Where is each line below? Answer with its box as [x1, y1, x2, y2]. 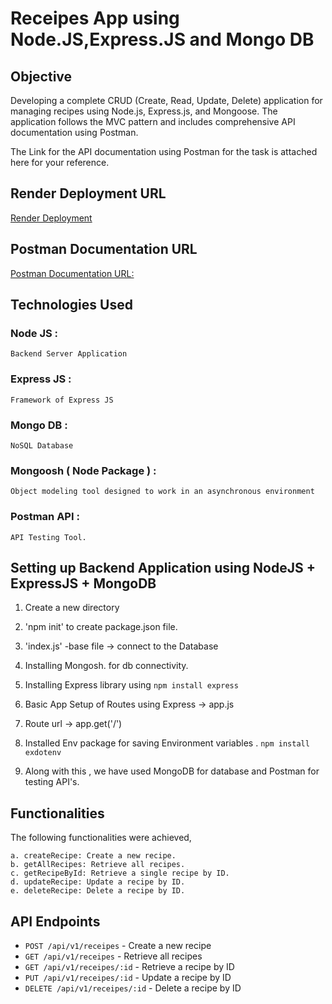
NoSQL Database [10, 440, 74, 451]
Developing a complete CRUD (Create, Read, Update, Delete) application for [10, 95, 323, 106]
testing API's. [24, 776, 80, 788]
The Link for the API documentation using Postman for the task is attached [10, 146, 318, 157]
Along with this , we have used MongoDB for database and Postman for [24, 765, 320, 777]
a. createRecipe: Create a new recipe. [10, 851, 177, 861]
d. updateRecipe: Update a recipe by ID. [10, 877, 186, 887]
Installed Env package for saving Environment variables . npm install [24, 737, 310, 749]
